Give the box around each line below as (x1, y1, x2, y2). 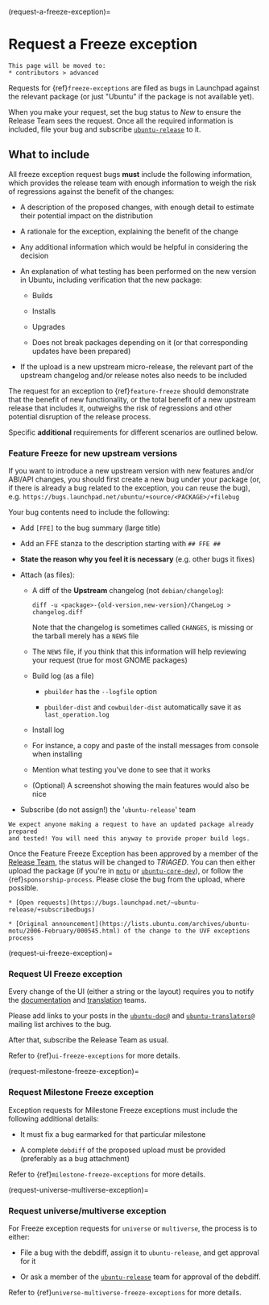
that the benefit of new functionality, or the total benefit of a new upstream (8, 394, 256, 404)
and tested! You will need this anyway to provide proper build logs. (8, 835, 250, 843)
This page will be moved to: (8, 61, 106, 69)
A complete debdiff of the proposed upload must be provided (19, 1145, 226, 1155)
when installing (31, 749, 83, 759)
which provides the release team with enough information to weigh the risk (8, 178, 257, 187)
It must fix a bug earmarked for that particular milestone (19, 1129, 206, 1139)
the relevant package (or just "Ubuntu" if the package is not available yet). (8, 91, 255, 101)
